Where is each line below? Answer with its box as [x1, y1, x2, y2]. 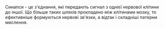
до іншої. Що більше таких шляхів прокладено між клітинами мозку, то [5, 9, 157, 15]
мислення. [5, 19, 28, 25]
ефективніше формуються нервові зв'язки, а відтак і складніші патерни [5, 14, 158, 20]
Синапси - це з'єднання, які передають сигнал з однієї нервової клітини [5, 4, 159, 10]
